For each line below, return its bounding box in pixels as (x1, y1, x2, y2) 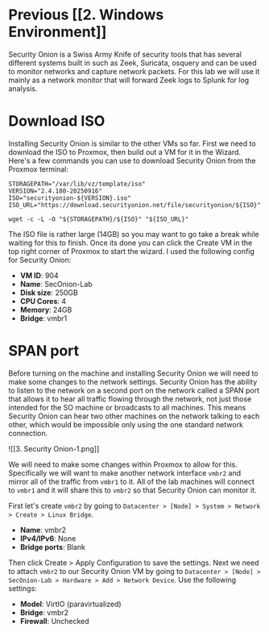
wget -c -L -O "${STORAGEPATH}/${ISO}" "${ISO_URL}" (8, 215, 189, 223)
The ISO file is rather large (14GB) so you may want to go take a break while (8, 229, 259, 239)
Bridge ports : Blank (19, 542, 86, 551)
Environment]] (8, 23, 107, 41)
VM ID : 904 (19, 270, 59, 280)
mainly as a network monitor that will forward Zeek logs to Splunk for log (8, 75, 250, 85)
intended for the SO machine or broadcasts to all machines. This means (8, 402, 246, 412)
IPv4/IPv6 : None (19, 534, 77, 543)
